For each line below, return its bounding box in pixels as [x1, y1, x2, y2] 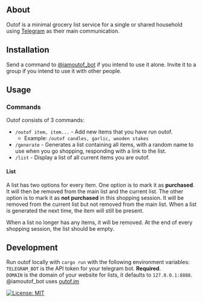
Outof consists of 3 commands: [6, 117, 85, 124]
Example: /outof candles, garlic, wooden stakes [24, 135, 149, 142]
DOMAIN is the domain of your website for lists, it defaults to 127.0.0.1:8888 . [6, 271, 193, 278]
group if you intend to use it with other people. [6, 67, 122, 74]
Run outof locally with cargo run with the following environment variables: [6, 259, 190, 266]
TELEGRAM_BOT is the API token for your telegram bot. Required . [6, 265, 161, 272]
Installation [6, 45, 50, 55]
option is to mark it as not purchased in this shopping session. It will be [6, 194, 184, 201]
